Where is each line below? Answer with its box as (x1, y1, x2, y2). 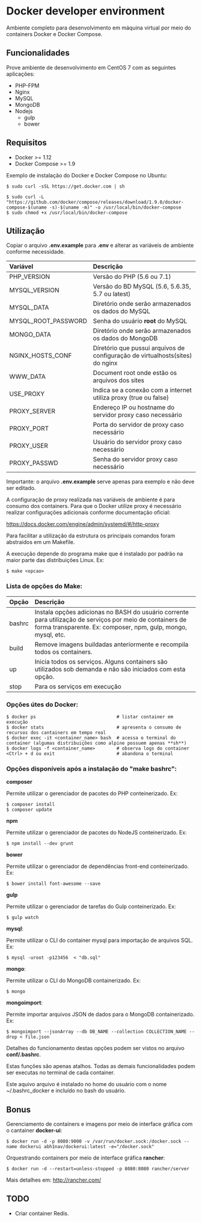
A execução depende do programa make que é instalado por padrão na (6, 550, 183, 557)
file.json (25, 1034, 50, 1040)
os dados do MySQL (93, 307, 150, 316)
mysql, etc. (34, 630, 66, 638)
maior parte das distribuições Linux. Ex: (6, 557, 104, 564)
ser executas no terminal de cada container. (6, 1069, 115, 1077)
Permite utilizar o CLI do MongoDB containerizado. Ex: (6, 977, 141, 984)
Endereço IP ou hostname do (93, 403, 175, 412)
